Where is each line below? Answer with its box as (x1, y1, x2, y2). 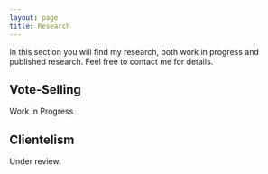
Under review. (9, 156, 61, 167)
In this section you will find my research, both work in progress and (9, 46, 259, 57)
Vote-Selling (9, 82, 81, 97)
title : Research (9, 22, 70, 31)
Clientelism (9, 132, 75, 147)
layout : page (9, 13, 59, 23)
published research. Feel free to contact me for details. (9, 56, 214, 67)
